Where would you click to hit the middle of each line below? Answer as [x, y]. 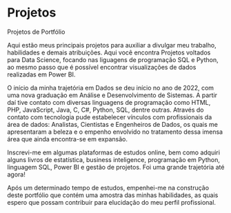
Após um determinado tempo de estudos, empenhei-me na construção [108, 187]
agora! [16, 174]
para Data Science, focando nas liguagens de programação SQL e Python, [113, 59]
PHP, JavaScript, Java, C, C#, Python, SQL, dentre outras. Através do [106, 110]
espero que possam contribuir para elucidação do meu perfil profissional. [111, 202]
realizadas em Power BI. [41, 74]
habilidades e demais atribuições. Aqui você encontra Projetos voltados [109, 52]
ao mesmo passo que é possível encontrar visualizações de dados [102, 67]
